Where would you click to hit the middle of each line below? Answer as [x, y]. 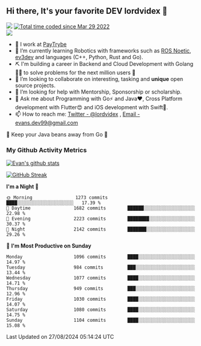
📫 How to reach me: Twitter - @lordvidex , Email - [77, 114]
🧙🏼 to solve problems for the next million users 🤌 [75, 72]
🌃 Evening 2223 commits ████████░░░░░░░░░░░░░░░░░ [101, 219]
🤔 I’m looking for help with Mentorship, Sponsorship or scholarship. [98, 92]
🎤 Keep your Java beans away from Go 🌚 [57, 134]
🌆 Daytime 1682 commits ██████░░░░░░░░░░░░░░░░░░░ [101, 208]
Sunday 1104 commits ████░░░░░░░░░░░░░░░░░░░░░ [101, 321]
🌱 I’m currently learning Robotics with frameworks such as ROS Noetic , [103, 50]
